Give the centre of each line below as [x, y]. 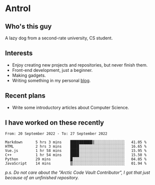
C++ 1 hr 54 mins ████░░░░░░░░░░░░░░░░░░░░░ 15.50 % [76, 155]
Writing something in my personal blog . [51, 80]
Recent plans [25, 96]
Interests [19, 53]
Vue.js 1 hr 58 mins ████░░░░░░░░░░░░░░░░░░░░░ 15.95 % [76, 151]
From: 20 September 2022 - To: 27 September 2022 [56, 134]
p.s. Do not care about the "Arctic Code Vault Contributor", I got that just [78, 172]
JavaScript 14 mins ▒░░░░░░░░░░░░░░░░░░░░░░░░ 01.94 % [76, 164]
